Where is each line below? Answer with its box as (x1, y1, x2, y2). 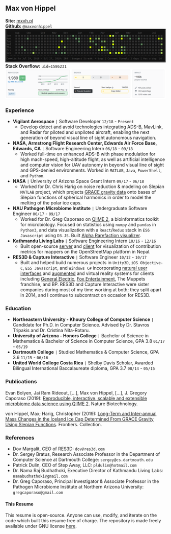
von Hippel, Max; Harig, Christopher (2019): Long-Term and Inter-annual (5, 410, 157, 416)
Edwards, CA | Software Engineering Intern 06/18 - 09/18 (12, 146, 133, 152)
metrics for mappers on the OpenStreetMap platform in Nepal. (20, 249, 151, 255)
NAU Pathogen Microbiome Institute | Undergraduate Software (12, 205, 148, 212)
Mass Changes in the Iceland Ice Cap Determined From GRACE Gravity (5, 416, 154, 422)
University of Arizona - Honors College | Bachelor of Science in (12, 333, 149, 339)
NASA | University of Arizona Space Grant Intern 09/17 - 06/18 (12, 178, 144, 184)
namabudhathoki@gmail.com (12, 474, 68, 479)
